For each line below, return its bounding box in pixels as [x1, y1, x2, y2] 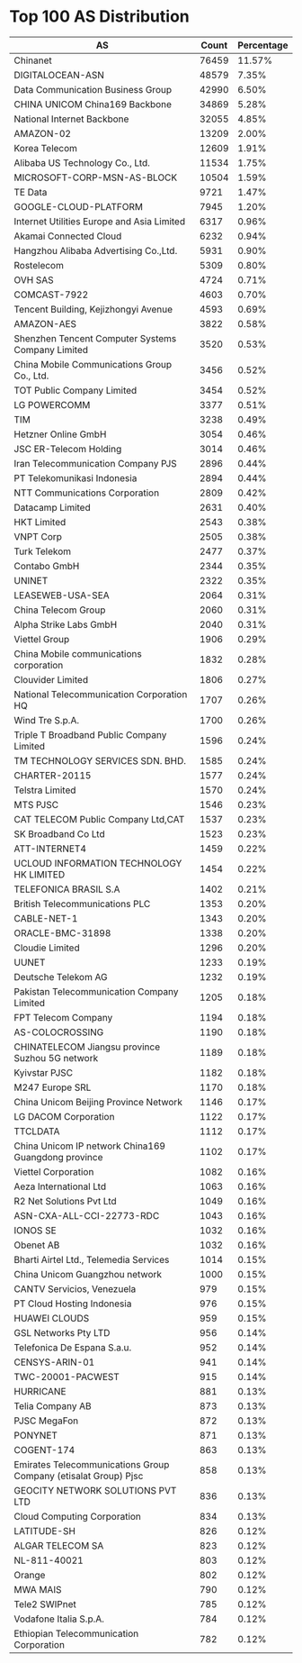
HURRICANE [13, 1385, 67, 1397]
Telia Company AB [13, 1399, 92, 1412]
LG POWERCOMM [13, 398, 91, 411]
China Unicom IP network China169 [13, 1140, 166, 1152]
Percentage [237, 39, 289, 51]
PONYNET [13, 1429, 58, 1441]
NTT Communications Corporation [13, 486, 160, 499]
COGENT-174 [13, 1443, 75, 1456]
